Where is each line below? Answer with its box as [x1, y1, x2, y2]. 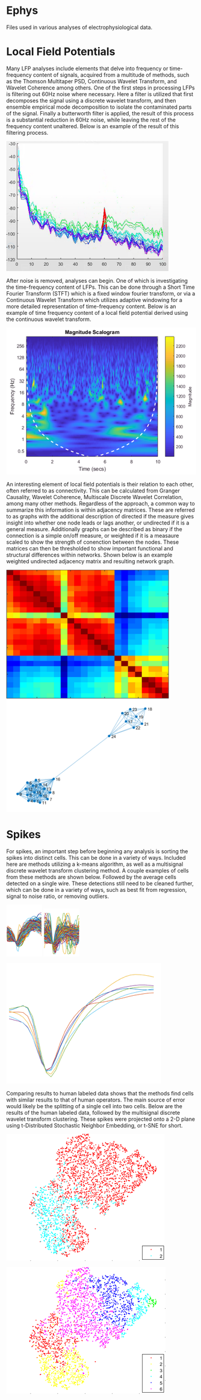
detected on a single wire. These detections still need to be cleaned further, [6, 880, 194, 887]
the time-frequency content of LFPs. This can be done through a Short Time [6, 283, 195, 291]
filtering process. [6, 129, 49, 136]
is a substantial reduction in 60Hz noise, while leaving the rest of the [6, 116, 176, 123]
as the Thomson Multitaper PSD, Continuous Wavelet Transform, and [6, 77, 178, 85]
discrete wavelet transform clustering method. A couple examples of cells [6, 866, 189, 874]
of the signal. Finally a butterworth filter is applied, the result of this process [6, 109, 194, 117]
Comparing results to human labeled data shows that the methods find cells [6, 1089, 194, 1097]
